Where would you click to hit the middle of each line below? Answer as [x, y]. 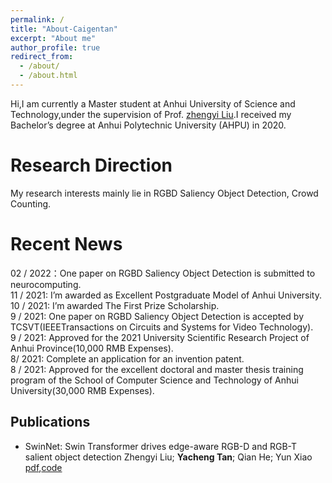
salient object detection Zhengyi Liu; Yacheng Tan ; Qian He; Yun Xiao [168, 457]
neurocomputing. [46, 284]
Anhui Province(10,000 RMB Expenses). [92, 348]
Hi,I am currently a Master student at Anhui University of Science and [153, 103]
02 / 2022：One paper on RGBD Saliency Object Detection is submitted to [163, 273]
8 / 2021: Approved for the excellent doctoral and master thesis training [157, 369]
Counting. [31, 203]
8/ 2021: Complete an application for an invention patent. [127, 358]
